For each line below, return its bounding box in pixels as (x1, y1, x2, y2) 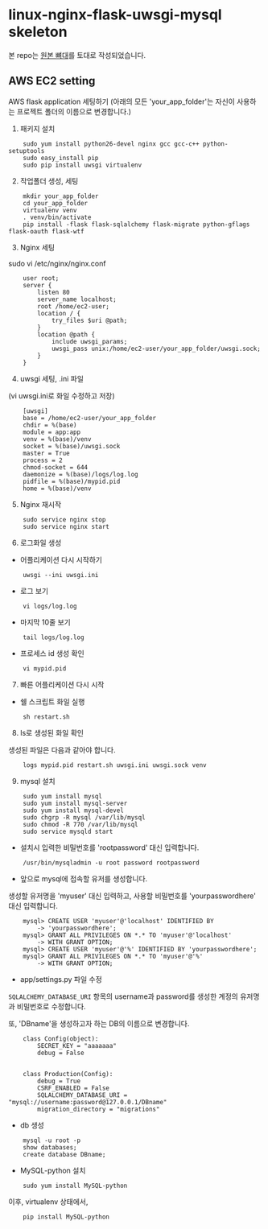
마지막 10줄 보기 (19, 617, 71, 627)
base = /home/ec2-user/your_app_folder (23, 414, 157, 422)
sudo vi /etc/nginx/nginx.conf (8, 258, 106, 268)
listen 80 (37, 288, 70, 296)
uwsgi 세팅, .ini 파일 (19, 373, 85, 383)
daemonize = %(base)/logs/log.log (23, 470, 138, 478)
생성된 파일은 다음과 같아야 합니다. (8, 744, 116, 754)
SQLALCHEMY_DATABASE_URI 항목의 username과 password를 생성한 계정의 (8, 992, 239, 1001)
